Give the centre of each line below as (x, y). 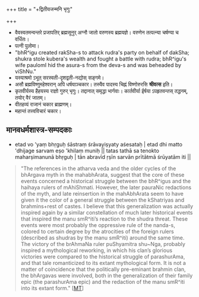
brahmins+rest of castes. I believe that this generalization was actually (107, 206)
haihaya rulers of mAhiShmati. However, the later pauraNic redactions (106, 187)
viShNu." (26, 71)
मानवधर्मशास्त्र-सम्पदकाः (39, 130)
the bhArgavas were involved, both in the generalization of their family (107, 275)
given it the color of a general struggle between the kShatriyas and (102, 200)
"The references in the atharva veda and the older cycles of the (98, 168)
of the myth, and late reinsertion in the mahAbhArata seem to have (102, 193)
